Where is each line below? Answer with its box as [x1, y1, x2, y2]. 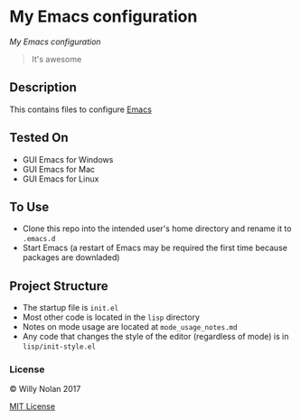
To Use [9, 199, 50, 214]
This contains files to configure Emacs [9, 104, 152, 115]
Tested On [9, 130, 70, 145]
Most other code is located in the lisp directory [22, 312, 201, 322]
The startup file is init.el [22, 303, 119, 313]
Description [9, 79, 77, 96]
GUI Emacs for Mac [22, 163, 96, 174]
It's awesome [31, 53, 82, 64]
